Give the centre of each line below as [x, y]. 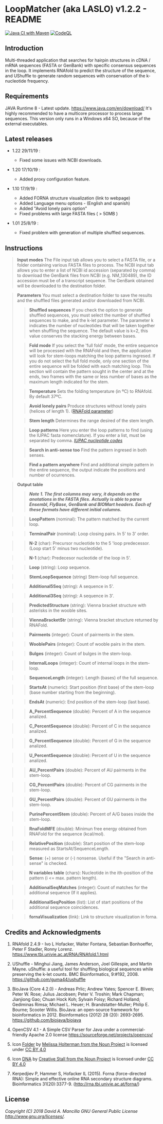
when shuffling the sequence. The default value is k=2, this [89, 331]
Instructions [24, 248]
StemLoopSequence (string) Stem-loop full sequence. [84, 577]
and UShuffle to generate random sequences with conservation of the [75, 76]
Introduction [24, 48]
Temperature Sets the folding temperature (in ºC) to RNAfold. [91, 391]
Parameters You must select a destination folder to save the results [84, 295]
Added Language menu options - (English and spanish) [75, 203]
